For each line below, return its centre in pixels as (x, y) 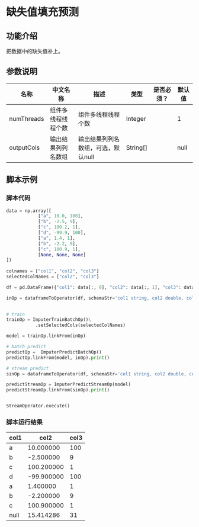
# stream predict (28, 368)
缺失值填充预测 (43, 12)
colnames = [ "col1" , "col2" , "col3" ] (53, 271)
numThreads (27, 118)
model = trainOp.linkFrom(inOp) (46, 336)
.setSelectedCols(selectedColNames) (81, 325)
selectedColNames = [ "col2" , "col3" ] (53, 277)
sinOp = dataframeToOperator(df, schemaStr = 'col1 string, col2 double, (96, 374)
